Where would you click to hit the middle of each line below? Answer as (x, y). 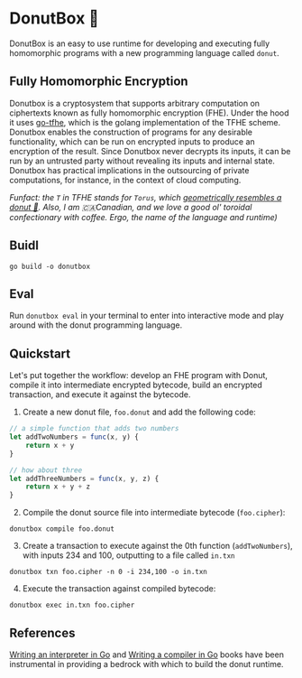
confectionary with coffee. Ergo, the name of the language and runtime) (143, 217)
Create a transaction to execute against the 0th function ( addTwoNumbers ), (157, 546)
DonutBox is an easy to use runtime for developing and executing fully (140, 43)
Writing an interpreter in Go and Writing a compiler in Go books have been (146, 655)
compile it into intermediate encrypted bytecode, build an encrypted (136, 385)
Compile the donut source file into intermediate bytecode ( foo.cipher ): (154, 513)
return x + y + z (58, 487)
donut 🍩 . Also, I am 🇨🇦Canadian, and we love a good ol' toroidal (131, 207)
